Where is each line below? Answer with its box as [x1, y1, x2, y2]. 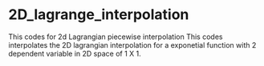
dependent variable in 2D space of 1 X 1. [8, 49, 142, 58]
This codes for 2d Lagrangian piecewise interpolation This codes [8, 32, 223, 41]
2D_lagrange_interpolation [8, 6, 189, 24]
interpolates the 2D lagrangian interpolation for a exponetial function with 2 [8, 40, 257, 49]
